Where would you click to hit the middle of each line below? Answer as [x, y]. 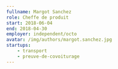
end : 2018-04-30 [27, 28]
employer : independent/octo [42, 34]
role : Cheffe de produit [38, 17]
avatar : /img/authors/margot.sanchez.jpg [59, 40]
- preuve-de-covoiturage [48, 56]
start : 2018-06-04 [29, 23]
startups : [19, 46]
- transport [32, 51]
